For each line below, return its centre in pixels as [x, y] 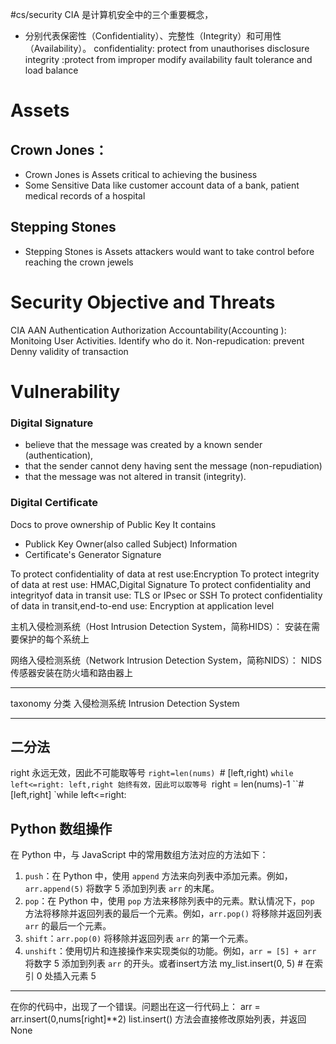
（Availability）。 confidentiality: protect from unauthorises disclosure [167, 48]
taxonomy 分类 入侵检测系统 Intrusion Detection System [125, 703]
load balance [51, 70]
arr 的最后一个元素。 [68, 926]
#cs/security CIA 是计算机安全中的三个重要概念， [112, 14]
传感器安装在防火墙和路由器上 [71, 672]
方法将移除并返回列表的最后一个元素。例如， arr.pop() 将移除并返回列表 [173, 914]
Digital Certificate [54, 503]
